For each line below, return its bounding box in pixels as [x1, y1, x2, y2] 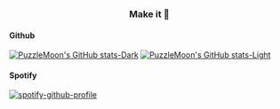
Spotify [9, 70, 37, 81]
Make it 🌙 [128, 8, 171, 20]
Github [9, 30, 36, 41]
